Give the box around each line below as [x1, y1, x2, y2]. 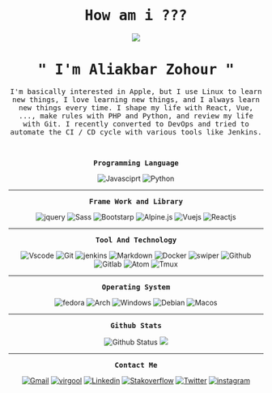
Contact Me [114, 360, 158, 370]
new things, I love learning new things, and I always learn [11, 95, 261, 104]
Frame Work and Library [88, 197, 184, 206]
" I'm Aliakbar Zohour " [37, 61, 235, 79]
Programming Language [92, 158, 180, 168]
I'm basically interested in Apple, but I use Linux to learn [10, 87, 262, 96]
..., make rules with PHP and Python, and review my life [19, 111, 253, 120]
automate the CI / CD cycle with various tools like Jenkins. [10, 127, 262, 136]
